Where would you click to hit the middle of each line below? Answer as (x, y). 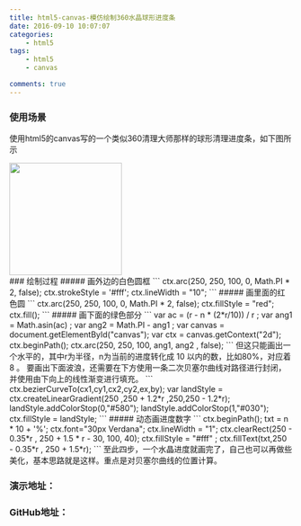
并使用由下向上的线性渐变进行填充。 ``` (81, 379)
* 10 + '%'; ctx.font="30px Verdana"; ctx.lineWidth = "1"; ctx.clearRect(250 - (151, 429)
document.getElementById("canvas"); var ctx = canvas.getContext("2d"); (145, 334)
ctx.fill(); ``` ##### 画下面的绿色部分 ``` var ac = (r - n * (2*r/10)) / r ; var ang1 (151, 315)
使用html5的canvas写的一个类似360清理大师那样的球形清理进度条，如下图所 (150, 138)
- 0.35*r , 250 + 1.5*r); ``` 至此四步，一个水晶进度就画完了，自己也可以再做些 (151, 450)
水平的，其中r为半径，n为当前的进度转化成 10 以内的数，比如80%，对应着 (154, 357)
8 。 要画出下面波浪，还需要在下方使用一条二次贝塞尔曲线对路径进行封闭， (148, 368)
